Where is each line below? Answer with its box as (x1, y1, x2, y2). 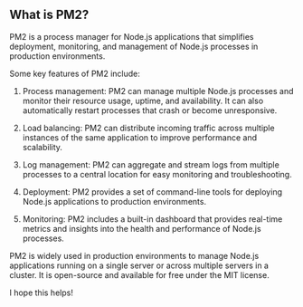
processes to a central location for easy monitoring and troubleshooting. (22, 168, 292, 179)
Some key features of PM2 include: (9, 68, 140, 79)
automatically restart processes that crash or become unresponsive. (22, 104, 278, 116)
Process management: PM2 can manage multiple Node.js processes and (22, 85, 294, 96)
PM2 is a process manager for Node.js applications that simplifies (9, 31, 254, 42)
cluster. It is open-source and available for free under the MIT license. (9, 269, 270, 280)
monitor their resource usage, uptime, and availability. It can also (22, 95, 264, 106)
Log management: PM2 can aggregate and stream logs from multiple (22, 158, 280, 170)
